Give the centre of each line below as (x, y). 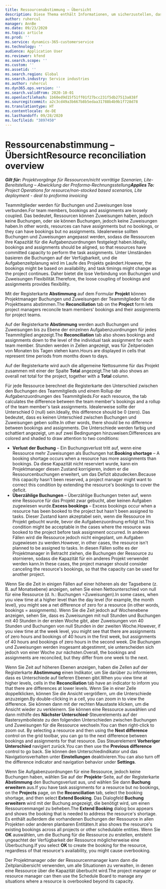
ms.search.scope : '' (26, 60)
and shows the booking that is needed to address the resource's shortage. (81, 814)
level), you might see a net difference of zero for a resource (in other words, (82, 605)
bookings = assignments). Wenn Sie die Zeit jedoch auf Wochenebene (77, 610)
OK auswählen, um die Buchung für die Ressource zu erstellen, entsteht (78, 834)
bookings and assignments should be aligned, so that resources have (76, 247)
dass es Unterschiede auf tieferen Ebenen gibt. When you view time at (76, 677)
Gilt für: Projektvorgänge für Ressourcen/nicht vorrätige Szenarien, (74, 179)
